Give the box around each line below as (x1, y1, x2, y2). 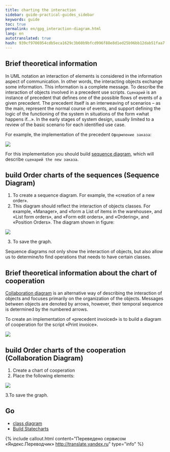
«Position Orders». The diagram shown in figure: (12, 219, 115, 225)
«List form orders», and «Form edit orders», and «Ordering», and (12, 214, 149, 220)
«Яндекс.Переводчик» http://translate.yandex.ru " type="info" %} (5, 441, 144, 447)
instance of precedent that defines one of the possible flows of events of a (5, 95, 162, 101)
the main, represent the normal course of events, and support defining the (5, 105, 161, 111)
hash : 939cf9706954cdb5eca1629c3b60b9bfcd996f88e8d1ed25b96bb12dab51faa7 (5, 41, 165, 46)
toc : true (5, 21, 26, 27)
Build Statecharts (12, 426, 49, 432)
